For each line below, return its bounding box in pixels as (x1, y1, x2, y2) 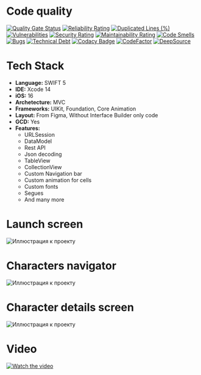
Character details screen (6, 300, 134, 314)
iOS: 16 (15, 92, 33, 99)
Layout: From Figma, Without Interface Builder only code (15, 111, 158, 118)
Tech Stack (6, 59, 65, 73)
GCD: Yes (15, 118, 40, 125)
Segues (24, 189, 44, 197)
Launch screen (6, 217, 83, 231)
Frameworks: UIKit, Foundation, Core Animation (15, 105, 136, 112)
